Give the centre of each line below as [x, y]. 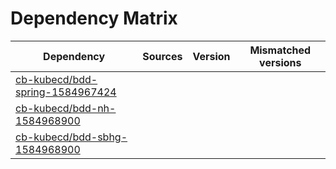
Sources [162, 56]
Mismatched [280, 50]
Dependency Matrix [94, 18]
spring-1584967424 [66, 92]
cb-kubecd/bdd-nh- [66, 108]
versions [280, 62]
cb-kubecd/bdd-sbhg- [71, 137]
